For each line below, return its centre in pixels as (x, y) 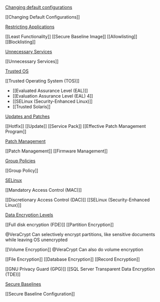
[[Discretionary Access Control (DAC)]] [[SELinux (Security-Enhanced (77, 200)
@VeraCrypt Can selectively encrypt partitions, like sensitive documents (80, 234)
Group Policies (20, 161)
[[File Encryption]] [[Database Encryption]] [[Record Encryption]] (72, 259)
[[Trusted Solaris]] (31, 107)
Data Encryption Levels (29, 215)
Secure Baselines (23, 284)
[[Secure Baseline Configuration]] (40, 294)
